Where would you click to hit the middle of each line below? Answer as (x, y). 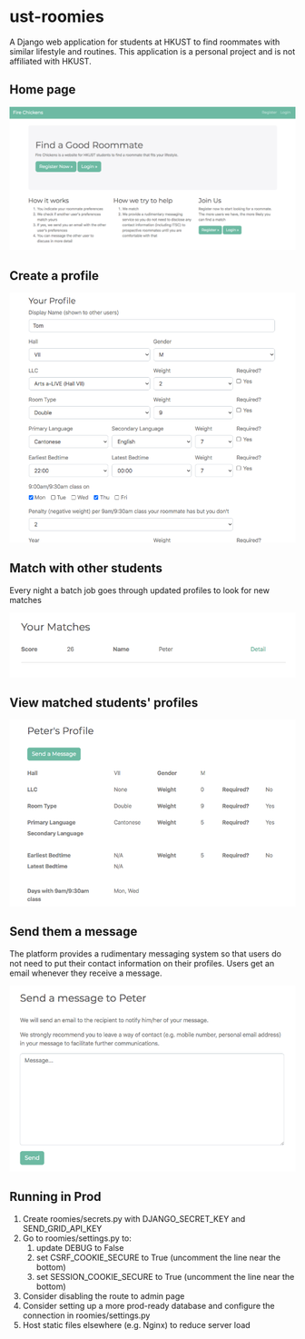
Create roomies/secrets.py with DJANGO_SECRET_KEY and (134, 1218)
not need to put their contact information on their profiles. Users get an (142, 963)
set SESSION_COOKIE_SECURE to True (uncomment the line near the (165, 1276)
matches (26, 600)
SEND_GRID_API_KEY (62, 1228)
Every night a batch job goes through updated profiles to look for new (140, 590)
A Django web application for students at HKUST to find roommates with (145, 42)
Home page (43, 89)
